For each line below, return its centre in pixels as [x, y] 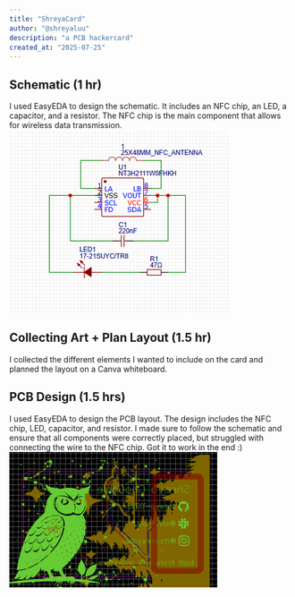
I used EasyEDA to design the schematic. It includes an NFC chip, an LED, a [148, 107]
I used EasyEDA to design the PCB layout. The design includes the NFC [140, 418]
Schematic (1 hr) [56, 85]
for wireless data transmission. [66, 125]
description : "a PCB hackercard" [72, 38]
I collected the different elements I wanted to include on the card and [136, 359]
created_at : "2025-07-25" [57, 47]
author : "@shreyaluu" [50, 28]
